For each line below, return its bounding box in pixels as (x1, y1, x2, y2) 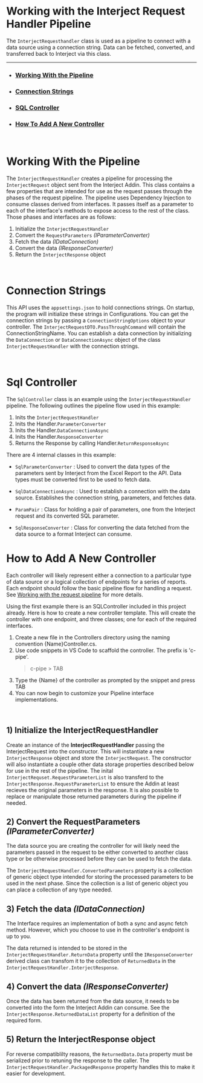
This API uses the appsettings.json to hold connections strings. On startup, (6, 304, 195, 311)
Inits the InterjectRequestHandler (14, 413, 99, 421)
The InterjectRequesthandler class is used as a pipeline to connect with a (6, 37, 191, 44)
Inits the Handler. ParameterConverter (14, 420, 106, 427)
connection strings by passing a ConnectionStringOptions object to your (6, 316, 186, 324)
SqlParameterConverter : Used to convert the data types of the (14, 462, 170, 470)
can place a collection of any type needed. (6, 886, 113, 893)
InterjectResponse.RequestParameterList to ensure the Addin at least (6, 780, 179, 787)
